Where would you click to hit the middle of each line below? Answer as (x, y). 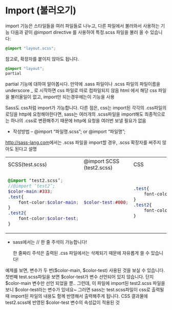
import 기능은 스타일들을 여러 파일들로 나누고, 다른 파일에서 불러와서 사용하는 (82, 26)
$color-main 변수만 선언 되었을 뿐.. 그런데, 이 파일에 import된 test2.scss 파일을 (85, 283)
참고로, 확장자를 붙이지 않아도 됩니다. (42, 59)
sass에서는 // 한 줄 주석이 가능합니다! (50, 242)
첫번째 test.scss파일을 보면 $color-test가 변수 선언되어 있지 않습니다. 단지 (80, 277)
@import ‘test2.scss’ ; (35, 180)
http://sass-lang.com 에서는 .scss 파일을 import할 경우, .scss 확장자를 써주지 (83, 142)
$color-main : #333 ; (30, 191)
